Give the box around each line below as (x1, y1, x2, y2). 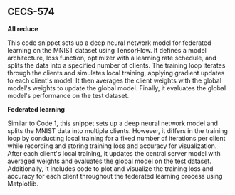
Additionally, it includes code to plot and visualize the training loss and (7, 164, 214, 173)
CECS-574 (7, 6, 55, 18)
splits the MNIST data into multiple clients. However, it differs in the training (7, 126, 228, 135)
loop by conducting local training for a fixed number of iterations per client (7, 134, 226, 142)
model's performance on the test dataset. (7, 91, 130, 100)
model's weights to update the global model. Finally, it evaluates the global (7, 83, 226, 92)
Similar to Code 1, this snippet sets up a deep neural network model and (7, 119, 219, 127)
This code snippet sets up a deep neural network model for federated (7, 38, 211, 47)
